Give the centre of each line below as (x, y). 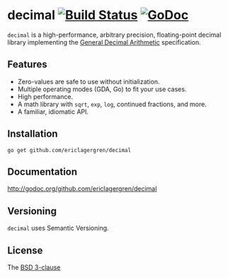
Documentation (42, 172)
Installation (33, 134)
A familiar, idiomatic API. (53, 111)
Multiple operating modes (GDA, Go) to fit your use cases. (102, 89)
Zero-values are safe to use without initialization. (89, 81)
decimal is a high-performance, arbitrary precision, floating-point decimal (114, 35)
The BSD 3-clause (34, 267)
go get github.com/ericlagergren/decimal (69, 150)
